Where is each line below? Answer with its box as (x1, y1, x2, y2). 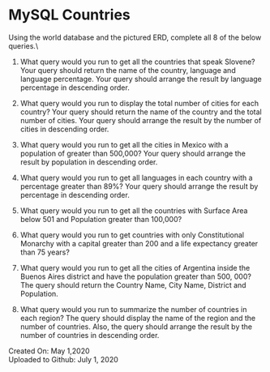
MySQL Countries (8, 6, 131, 24)
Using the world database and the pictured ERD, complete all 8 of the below (8, 32, 262, 42)
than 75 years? (19, 247, 71, 257)
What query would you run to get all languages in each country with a (19, 173, 253, 182)
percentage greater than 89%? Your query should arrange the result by (19, 181, 259, 191)
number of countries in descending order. (19, 330, 160, 340)
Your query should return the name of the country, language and (19, 65, 237, 75)
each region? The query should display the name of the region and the (19, 313, 256, 323)
